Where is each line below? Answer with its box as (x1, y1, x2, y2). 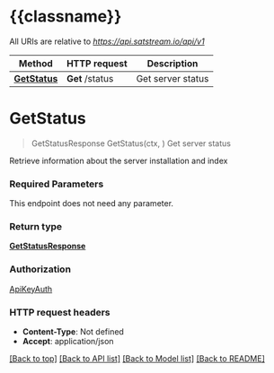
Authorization (9, 263, 72, 275)
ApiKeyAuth (9, 283, 53, 294)
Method (18, 56, 54, 69)
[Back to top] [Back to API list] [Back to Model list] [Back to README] (9, 353, 265, 364)
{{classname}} (9, 6, 122, 27)
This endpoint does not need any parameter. (9, 198, 173, 209)
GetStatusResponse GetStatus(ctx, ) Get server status (31, 137, 232, 149)
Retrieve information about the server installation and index (9, 155, 228, 166)
